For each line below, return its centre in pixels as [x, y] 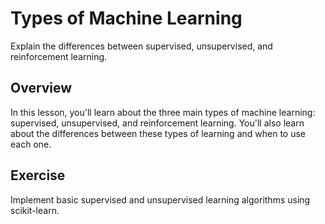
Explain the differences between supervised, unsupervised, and [141, 46]
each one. [31, 144]
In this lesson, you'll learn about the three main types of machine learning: [163, 112]
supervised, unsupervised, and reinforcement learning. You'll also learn [157, 123]
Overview [41, 88]
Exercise [38, 175]
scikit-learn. [35, 210]
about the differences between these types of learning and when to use [158, 133]
